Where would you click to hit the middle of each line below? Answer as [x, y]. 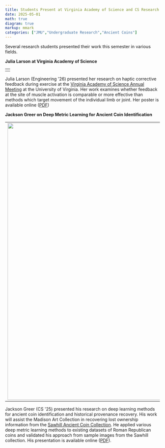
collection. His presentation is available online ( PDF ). [58, 440]
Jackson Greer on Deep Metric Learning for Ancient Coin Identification [79, 114]
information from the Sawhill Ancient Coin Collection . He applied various [78, 425]
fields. [12, 52]
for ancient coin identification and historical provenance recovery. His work [81, 414]
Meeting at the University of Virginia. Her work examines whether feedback [82, 89]
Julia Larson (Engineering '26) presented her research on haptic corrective [81, 79]
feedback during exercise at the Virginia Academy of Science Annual [75, 84]
